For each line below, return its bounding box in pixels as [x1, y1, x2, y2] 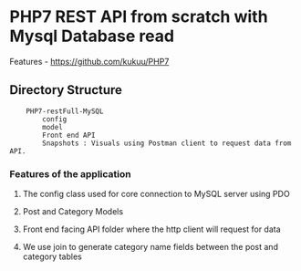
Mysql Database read [9, 26, 175, 47]
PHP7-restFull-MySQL [26, 107, 104, 116]
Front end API [42, 130, 96, 140]
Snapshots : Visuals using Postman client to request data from [42, 139, 292, 148]
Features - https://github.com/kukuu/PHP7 [9, 56, 170, 67]
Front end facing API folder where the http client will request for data [22, 224, 281, 235]
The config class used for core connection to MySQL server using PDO [22, 189, 290, 200]
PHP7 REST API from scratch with [9, 6, 268, 27]
